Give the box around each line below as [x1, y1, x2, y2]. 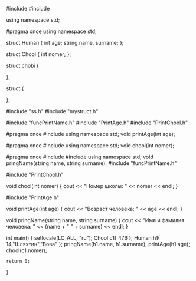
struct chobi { [6, 62, 40, 69]
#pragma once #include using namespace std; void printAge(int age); [6, 131, 175, 137]
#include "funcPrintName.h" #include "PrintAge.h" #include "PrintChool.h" [6, 119, 188, 126]
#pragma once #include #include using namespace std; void [6, 153, 153, 160]
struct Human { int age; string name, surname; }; [6, 39, 124, 46]
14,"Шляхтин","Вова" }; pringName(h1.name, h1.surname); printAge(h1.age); [6, 241, 191, 247]
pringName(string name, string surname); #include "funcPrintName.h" [6, 160, 177, 167]
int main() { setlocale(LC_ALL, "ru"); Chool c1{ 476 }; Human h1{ [6, 234, 161, 241]
